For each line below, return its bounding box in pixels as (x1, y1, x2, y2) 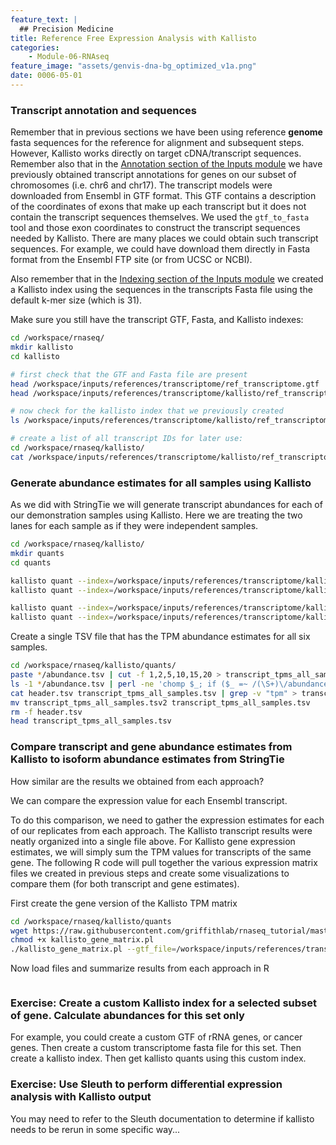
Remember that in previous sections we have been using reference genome (10, 126, 323, 138)
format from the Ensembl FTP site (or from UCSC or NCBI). (10, 254, 253, 266)
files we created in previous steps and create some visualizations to (10, 867, 290, 879)
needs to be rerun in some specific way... (10, 1123, 181, 1135)
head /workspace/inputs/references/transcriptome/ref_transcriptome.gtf (10, 379, 320, 389)
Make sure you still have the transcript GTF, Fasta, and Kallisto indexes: (10, 314, 304, 326)
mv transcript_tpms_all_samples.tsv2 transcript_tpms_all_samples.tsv (10, 697, 311, 708)
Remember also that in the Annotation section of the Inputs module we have (10, 158, 323, 170)
